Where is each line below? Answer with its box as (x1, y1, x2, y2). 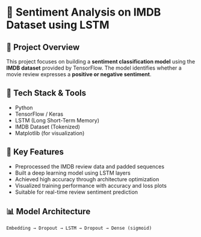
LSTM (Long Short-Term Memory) (14, 116, 100, 124)
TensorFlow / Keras (14, 110, 64, 118)
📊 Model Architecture (6, 206, 91, 217)
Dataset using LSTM (6, 18, 110, 32)
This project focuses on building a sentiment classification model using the (6, 58, 196, 65)
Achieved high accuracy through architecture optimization (14, 175, 159, 182)
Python (14, 104, 33, 111)
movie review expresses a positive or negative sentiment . (6, 71, 152, 77)
